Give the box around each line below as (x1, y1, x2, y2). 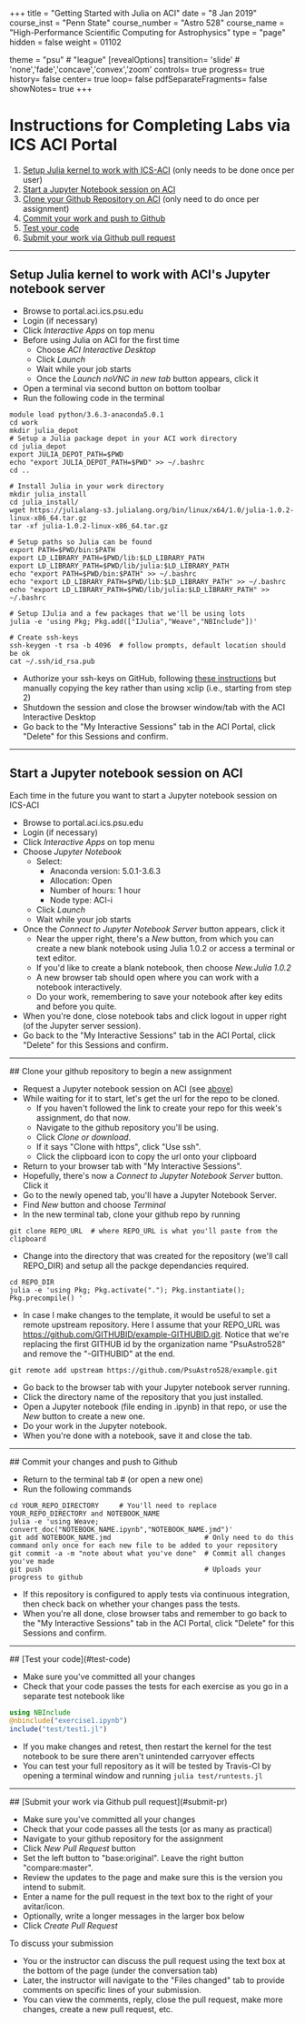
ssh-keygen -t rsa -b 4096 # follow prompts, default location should (9, 640, 286, 649)
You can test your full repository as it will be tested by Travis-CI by (22, 1760, 272, 1772)
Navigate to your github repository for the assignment (22, 1833, 224, 1845)
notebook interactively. (35, 982, 123, 992)
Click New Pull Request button (22, 1843, 136, 1854)
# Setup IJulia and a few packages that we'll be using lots (9, 609, 246, 618)
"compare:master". (22, 1862, 93, 1873)
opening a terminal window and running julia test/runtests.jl (22, 1770, 263, 1781)
